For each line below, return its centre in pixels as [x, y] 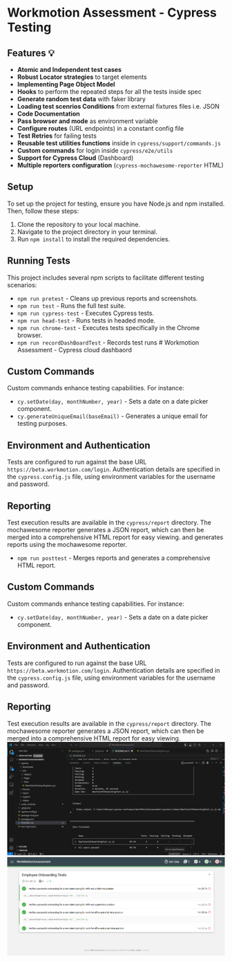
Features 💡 [31, 53]
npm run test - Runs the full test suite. [71, 305]
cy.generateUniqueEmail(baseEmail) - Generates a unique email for [113, 416]
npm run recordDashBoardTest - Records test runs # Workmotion [108, 342]
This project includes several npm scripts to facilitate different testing [106, 278]
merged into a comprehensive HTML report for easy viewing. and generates [115, 537]
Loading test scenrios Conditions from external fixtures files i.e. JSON [118, 106]
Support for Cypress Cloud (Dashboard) [75, 158]
